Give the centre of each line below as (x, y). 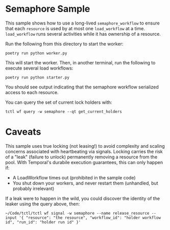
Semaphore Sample (48, 9)
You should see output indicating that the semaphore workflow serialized (82, 87)
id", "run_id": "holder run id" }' (43, 222)
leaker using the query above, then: (43, 204)
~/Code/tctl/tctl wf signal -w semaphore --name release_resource (77, 213)
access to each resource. (32, 92)
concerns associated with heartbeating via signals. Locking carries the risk (84, 151)
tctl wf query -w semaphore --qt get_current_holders (64, 111)
